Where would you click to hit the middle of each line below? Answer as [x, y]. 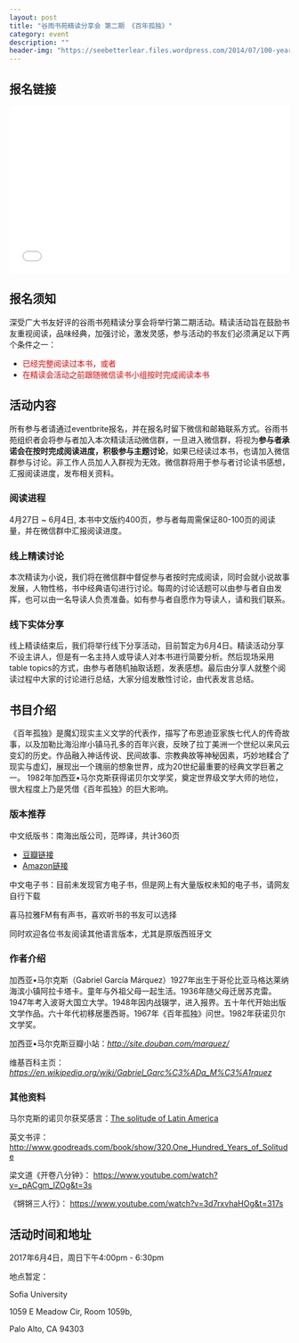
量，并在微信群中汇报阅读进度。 [68, 531]
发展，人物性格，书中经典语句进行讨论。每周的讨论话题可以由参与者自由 [141, 589]
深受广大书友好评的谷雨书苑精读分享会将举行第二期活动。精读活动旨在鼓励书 [149, 322]
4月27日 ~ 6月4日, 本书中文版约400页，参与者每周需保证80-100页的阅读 [142, 519]
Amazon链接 [45, 865]
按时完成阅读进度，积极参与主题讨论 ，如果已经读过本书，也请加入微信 [161, 450]
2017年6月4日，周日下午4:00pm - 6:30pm [87, 1257]
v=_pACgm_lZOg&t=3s [51, 1185]
